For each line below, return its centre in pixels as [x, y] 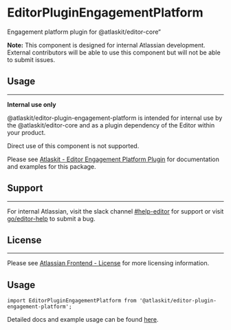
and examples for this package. [52, 166]
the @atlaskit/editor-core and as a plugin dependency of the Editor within [111, 125]
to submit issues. [31, 59]
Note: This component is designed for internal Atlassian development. [106, 45]
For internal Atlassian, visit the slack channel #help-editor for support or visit [115, 211]
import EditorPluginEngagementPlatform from [72, 301]
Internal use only [32, 104]
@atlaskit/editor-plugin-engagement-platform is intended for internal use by [115, 118]
